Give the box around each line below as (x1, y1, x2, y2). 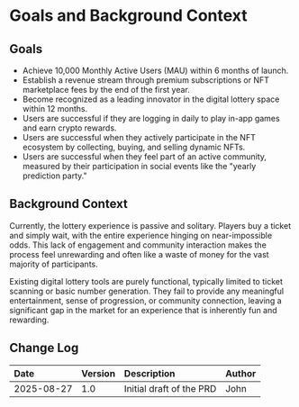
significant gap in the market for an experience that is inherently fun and (9, 304, 277, 315)
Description (123, 366, 176, 379)
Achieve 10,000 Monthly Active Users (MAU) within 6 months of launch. (22, 65, 289, 76)
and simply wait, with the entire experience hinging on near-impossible (9, 230, 273, 240)
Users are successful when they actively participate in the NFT (22, 132, 257, 142)
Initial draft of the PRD (123, 382, 217, 394)
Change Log (9, 340, 79, 356)
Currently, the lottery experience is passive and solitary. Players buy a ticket (9, 220, 291, 231)
